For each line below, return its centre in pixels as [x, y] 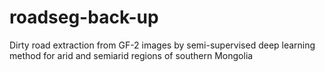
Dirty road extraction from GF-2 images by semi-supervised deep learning [162, 45]
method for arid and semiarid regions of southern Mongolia [131, 55]
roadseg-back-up [84, 17]
